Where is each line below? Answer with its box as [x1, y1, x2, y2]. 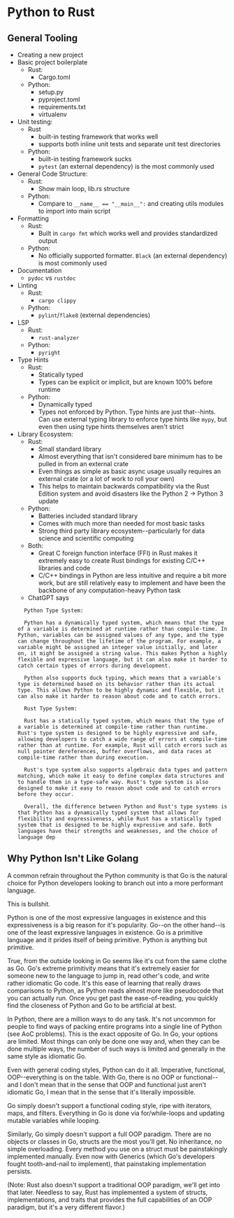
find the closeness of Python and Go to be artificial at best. [7, 1001, 177, 1009]
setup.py [38, 88, 64, 96]
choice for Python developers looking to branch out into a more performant [7, 878, 224, 887]
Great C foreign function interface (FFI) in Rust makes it [38, 549, 198, 557]
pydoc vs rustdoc [27, 274, 76, 282]
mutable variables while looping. [7, 1116, 101, 1124]
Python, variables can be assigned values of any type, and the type [17, 631, 225, 638]
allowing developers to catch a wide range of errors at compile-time [17, 736, 228, 743]
